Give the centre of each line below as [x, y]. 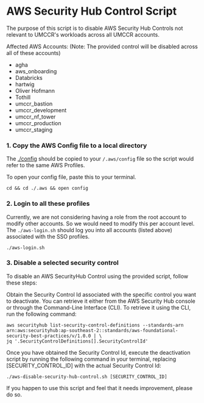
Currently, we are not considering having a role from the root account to [97, 217]
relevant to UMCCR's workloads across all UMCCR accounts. [83, 34]
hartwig [25, 84]
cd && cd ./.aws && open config [47, 188]
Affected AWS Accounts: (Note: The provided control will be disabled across [102, 46]
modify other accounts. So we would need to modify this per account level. [100, 223]
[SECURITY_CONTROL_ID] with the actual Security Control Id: [84, 365]
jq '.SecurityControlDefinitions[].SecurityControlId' [77, 341]
